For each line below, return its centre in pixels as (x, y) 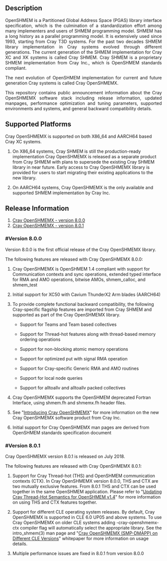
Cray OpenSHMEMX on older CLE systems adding (64, 523)
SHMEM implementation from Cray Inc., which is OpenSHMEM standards (83, 62)
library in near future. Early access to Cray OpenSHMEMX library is (81, 167)
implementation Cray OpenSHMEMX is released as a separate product (84, 156)
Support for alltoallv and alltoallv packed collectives (73, 388)
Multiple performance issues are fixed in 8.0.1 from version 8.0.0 (78, 554)
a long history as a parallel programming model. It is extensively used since (83, 36)
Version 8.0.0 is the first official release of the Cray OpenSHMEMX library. (81, 250)
